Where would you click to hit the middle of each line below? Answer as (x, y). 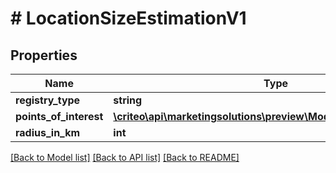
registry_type (48, 100)
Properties (44, 55)
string (128, 100)
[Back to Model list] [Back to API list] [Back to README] (125, 157)
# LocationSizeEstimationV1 (128, 18)
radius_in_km (48, 132)
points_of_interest (59, 116)
